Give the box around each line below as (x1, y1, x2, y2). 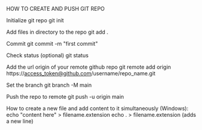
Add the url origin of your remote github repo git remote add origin (6, 63, 171, 70)
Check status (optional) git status (6, 52, 89, 59)
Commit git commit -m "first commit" (6, 40, 98, 47)
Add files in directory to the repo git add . (6, 28, 109, 36)
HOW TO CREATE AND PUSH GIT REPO (6, 5, 105, 12)
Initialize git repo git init (6, 17, 65, 23)
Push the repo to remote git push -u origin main (6, 93, 124, 100)
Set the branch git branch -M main (6, 81, 92, 88)
